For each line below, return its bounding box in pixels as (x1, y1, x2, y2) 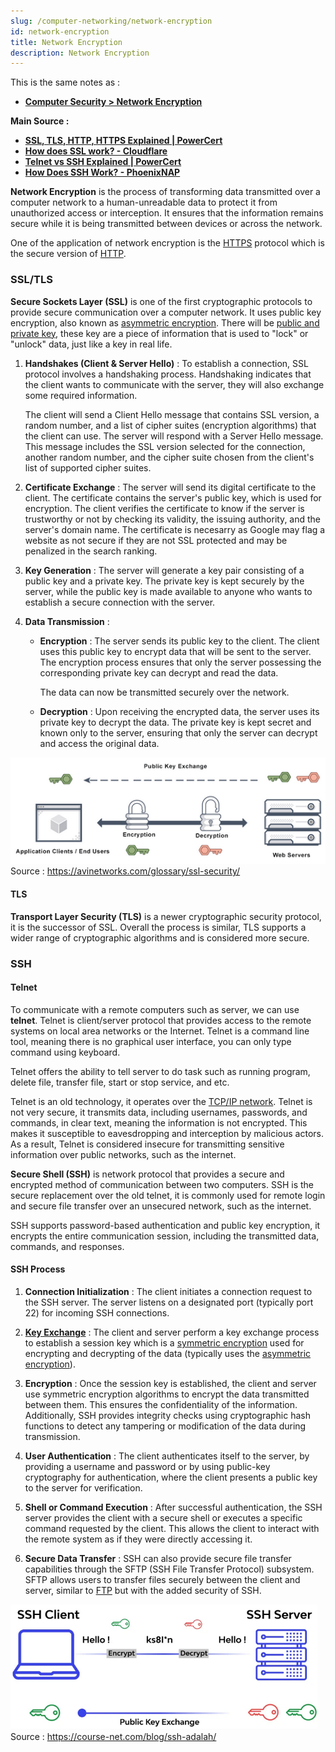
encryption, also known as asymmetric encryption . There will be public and (10, 316, 320, 329)
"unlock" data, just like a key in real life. (10, 338, 173, 350)
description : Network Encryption (10, 48, 150, 58)
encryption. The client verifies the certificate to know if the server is (24, 502, 305, 514)
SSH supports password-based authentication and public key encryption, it (10, 1219, 321, 1231)
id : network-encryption (10, 26, 110, 37)
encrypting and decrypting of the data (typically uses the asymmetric (24, 1347, 312, 1359)
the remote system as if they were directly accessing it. (24, 1533, 253, 1545)
